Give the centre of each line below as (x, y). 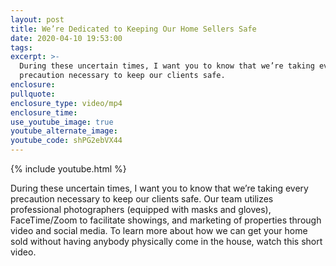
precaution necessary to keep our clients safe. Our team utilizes (142, 199)
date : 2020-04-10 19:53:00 (66, 38)
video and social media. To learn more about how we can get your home (159, 230)
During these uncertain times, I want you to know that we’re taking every (159, 188)
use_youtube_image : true (62, 122)
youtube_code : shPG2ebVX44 (66, 141)
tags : (21, 47)
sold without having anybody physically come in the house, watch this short (166, 241)
